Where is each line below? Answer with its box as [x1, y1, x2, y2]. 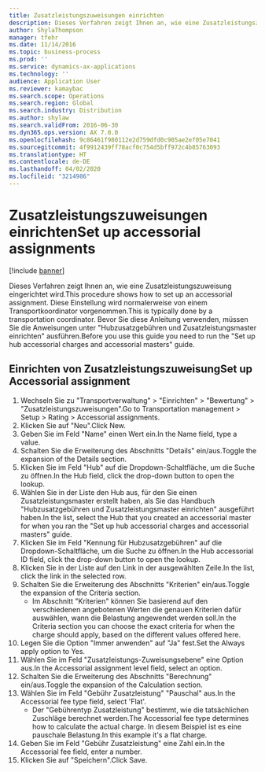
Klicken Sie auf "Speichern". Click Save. [20, 755, 148, 764]
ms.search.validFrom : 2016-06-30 [9, 121, 119, 129]
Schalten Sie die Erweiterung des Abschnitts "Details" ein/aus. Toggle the [20, 445, 257, 455]
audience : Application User [9, 77, 101, 85]
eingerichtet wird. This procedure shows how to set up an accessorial [9, 289, 233, 299]
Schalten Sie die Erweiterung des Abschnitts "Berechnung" [20, 671, 212, 681]
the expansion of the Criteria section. [20, 588, 141, 597]
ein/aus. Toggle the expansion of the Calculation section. [20, 680, 203, 689]
